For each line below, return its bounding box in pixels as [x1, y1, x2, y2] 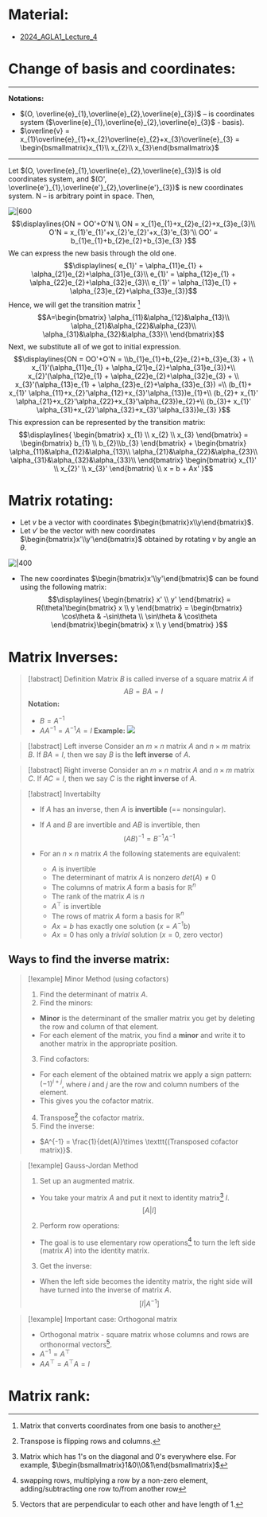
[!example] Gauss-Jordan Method [27, 1160, 139, 1171]
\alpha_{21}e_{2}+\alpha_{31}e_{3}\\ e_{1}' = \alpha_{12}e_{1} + [31, 269, 236, 279]
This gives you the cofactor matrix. [39, 1096, 154, 1106]
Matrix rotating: [8, 491, 114, 509]
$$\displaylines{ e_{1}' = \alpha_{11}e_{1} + [63, 260, 204, 270]
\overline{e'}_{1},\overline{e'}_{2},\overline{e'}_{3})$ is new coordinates [8, 182, 244, 192]
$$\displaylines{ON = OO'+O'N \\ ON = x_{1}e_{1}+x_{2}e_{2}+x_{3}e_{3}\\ [11, 219, 256, 228]
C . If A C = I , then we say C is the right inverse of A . [27, 774, 197, 783]
